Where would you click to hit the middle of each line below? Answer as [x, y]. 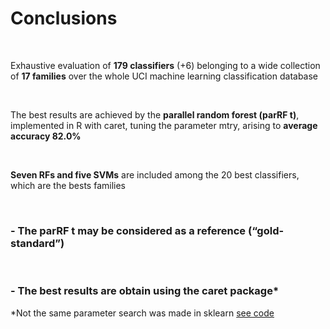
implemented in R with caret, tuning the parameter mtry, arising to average [164, 125]
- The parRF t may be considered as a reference [128, 230]
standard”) [37, 243]
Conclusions [64, 18]
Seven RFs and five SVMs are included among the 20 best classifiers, [155, 174]
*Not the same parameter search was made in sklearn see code [142, 313]
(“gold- [266, 230]
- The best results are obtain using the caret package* [145, 291]
